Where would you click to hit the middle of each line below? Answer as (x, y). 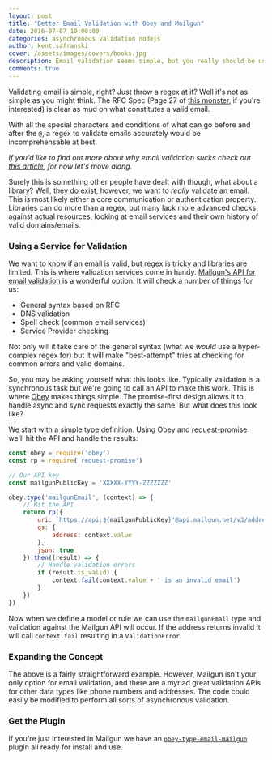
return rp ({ (43, 512)
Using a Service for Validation (68, 246)
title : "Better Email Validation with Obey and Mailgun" (106, 23)
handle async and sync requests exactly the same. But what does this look (133, 405)
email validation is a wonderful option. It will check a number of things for (131, 281)
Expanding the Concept (56, 656)
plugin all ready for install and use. (66, 747)
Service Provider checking (64, 331)
